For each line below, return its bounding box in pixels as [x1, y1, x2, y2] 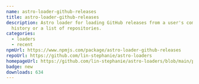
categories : [6, 31, 36, 37]
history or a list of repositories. [11, 25, 102, 31]
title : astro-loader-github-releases [6, 14, 99, 20]
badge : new [6, 63, 33, 70]
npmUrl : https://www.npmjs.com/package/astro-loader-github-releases [6, 47, 182, 53]
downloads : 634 [6, 69, 44, 75]
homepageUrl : [6, 58, 38, 64]
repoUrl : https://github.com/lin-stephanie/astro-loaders [6, 53, 152, 59]
